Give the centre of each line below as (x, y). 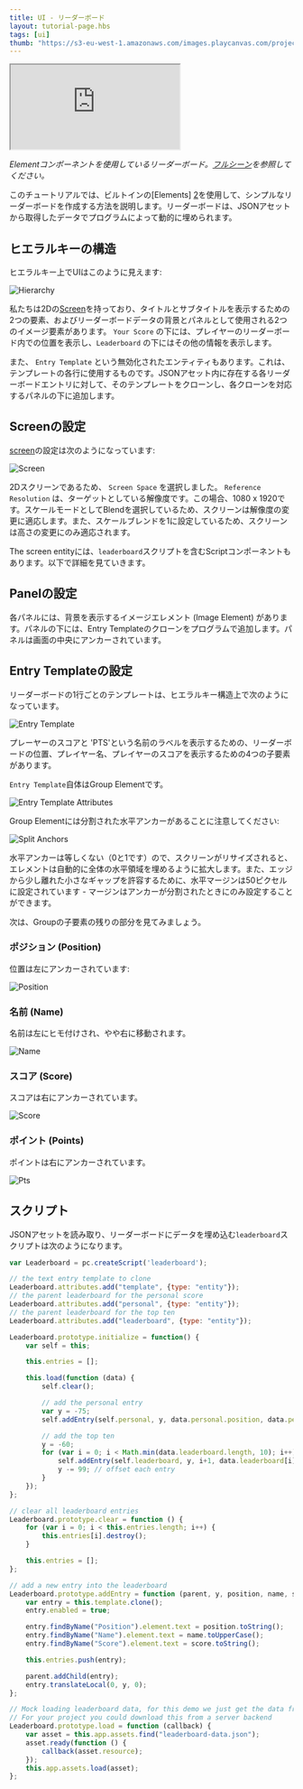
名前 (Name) (37, 1012)
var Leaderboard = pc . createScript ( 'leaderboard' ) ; (108, 1263)
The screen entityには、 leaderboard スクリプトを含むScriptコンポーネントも (150, 551)
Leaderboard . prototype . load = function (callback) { (110, 1726)
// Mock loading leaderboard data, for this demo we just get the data (147, 1710)
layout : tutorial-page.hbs (60, 26)
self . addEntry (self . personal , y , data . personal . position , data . (165, 1419)
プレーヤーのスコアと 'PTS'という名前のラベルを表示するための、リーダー (147, 742)
